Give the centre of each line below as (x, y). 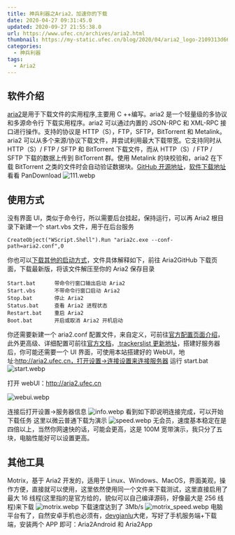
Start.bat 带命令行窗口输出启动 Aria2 (66, 284)
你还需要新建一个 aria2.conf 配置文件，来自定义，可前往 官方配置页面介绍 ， (115, 334)
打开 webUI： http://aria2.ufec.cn (54, 384)
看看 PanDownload (34, 175)
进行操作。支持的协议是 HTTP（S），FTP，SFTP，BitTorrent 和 (103, 132)
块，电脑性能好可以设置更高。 (50, 438)
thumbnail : (23, 40)
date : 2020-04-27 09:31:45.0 (50, 20)
